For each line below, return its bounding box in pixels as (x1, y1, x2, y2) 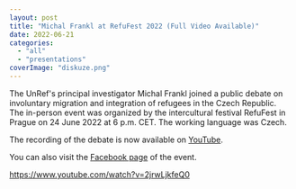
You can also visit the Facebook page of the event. (9, 151, 197, 162)
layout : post (9, 13, 58, 22)
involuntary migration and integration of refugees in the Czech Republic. (9, 97, 277, 108)
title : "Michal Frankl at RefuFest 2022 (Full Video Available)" (9, 22, 259, 31)
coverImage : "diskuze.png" (9, 64, 111, 73)
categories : (9, 38, 54, 48)
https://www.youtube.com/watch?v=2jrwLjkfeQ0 (9, 168, 191, 180)
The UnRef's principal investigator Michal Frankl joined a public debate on (9, 87, 283, 99)
